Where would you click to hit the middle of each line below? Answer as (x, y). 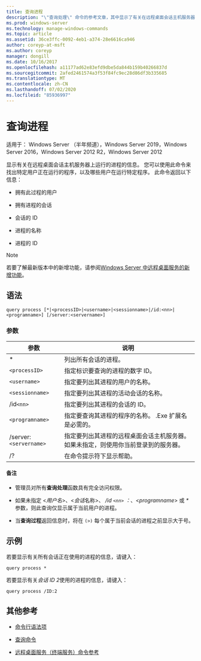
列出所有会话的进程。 (94, 360)
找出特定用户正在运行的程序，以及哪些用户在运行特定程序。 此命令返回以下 (99, 172)
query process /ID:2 (32, 591)
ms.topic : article (29, 34)
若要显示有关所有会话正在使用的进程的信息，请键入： (72, 556)
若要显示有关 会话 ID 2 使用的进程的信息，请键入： (67, 580)
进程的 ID (26, 243)
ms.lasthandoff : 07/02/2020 (41, 90)
